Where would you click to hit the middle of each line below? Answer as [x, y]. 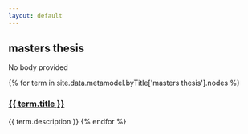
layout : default [35, 16]
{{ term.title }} [37, 104]
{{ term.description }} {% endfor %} [67, 121]
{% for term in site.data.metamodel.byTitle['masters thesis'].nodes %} [124, 83]
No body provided [38, 67]
